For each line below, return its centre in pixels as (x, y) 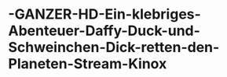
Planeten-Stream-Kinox (88, 64)
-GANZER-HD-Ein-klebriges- (105, 14)
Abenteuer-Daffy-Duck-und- (104, 31)
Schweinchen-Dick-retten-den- (114, 47)
